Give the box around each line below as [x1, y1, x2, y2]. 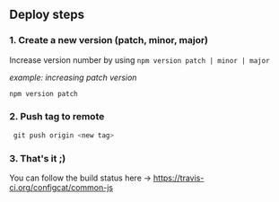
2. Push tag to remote [9, 110, 105, 123]
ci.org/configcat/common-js [9, 182, 114, 193]
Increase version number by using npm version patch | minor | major [9, 54, 271, 66]
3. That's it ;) [9, 152, 66, 164]
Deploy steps [9, 7, 85, 22]
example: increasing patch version [9, 72, 137, 83]
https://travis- [153, 172, 205, 183]
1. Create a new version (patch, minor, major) [9, 34, 209, 47]
